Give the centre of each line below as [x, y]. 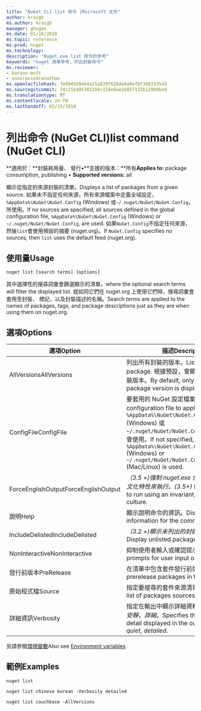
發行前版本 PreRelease [40, 573]
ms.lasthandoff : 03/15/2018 [41, 106]
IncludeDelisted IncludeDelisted [53, 535]
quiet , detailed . [147, 631]
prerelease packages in [159, 577]
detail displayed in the [157, 623]
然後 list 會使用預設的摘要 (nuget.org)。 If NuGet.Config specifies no [89, 231]
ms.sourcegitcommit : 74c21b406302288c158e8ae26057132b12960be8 [87, 90]
